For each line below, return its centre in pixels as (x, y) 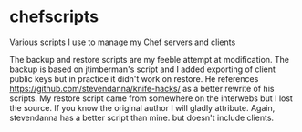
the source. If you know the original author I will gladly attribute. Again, (142, 107)
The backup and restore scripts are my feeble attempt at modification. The (150, 59)
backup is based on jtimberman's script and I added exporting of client (143, 69)
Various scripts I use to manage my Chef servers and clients (123, 42)
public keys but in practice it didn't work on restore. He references (134, 78)
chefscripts (54, 17)
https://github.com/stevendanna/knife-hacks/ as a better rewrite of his (142, 88)
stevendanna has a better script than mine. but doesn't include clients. (142, 117)
